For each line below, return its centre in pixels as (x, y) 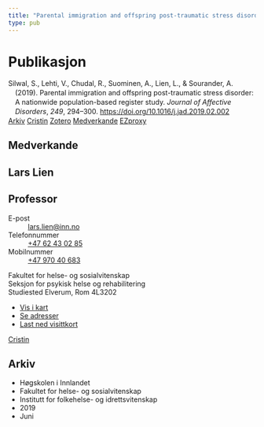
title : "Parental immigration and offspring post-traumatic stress (121, 15)
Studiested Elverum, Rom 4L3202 (62, 291)
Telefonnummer (34, 235)
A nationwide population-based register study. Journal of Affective (123, 102)
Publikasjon (47, 62)
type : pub (24, 23)
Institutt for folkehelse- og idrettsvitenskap (88, 399)
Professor (33, 199)
